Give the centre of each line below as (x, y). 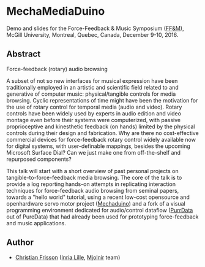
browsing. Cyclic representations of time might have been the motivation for (102, 100)
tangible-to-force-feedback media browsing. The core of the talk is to (94, 177)
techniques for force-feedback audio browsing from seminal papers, (93, 190)
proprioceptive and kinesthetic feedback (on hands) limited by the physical (101, 126)
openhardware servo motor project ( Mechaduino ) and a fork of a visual (96, 203)
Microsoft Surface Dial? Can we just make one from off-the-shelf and (94, 152)
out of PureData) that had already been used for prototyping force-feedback (102, 217)
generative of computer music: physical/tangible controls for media (91, 94)
